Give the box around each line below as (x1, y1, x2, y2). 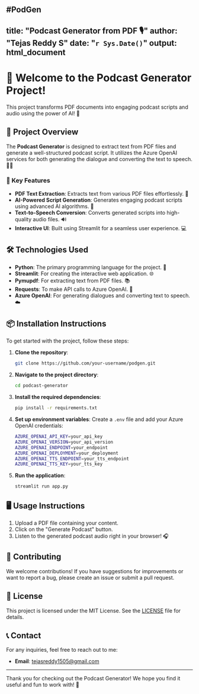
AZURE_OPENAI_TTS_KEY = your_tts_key (14, 461, 103, 467)
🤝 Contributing (6, 552, 62, 562)
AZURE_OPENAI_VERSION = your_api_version (14, 439, 114, 445)
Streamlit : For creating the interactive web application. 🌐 (14, 270, 154, 277)
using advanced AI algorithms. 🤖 (14, 202, 94, 210)
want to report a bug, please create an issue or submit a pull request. (6, 574, 175, 581)
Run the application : (14, 472, 66, 479)
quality (14, 215, 32, 222)
